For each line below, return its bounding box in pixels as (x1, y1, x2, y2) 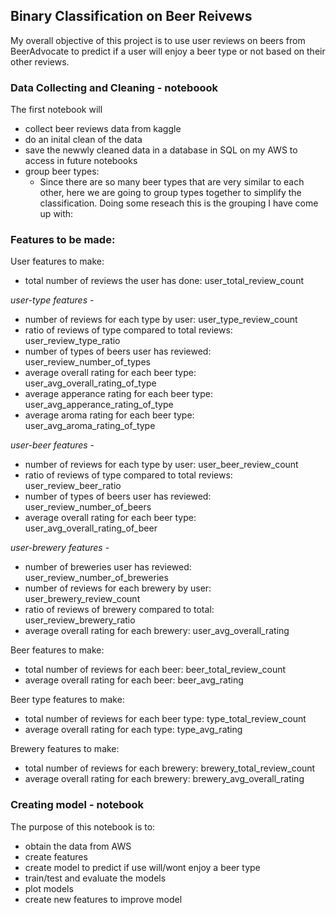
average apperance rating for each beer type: (24, 388, 213, 400)
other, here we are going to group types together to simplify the (39, 187, 302, 199)
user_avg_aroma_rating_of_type (24, 420, 156, 432)
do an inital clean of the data (24, 134, 143, 146)
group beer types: (24, 165, 100, 178)
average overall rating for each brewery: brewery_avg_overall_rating (24, 773, 305, 785)
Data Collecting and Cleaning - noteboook (10, 80, 218, 94)
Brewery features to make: (10, 743, 120, 755)
